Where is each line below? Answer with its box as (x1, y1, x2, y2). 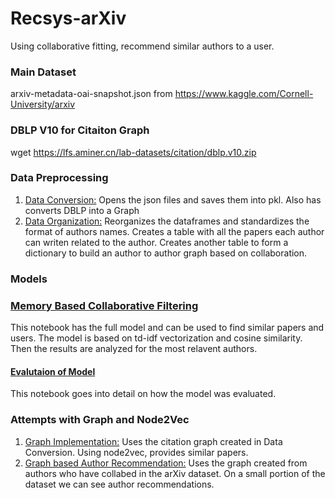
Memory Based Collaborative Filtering (10, 298, 199, 312)
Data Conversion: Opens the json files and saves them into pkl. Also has (24, 193, 322, 206)
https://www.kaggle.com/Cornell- (174, 88, 314, 100)
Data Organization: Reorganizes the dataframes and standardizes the (24, 215, 310, 227)
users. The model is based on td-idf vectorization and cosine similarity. (10, 332, 303, 344)
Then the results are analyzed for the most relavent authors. (10, 343, 258, 355)
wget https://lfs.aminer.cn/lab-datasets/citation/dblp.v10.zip (10, 146, 257, 158)
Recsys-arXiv (10, 7, 127, 30)
